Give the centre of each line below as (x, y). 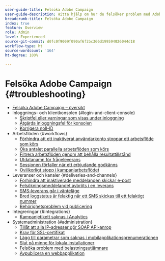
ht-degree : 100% (22, 55)
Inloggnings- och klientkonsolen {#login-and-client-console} (73, 113)
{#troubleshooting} (45, 94)
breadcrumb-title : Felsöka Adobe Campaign (49, 19)
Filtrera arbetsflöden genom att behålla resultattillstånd (75, 154)
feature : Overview (24, 28)
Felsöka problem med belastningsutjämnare (64, 248)
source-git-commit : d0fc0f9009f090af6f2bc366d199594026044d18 (70, 42)
